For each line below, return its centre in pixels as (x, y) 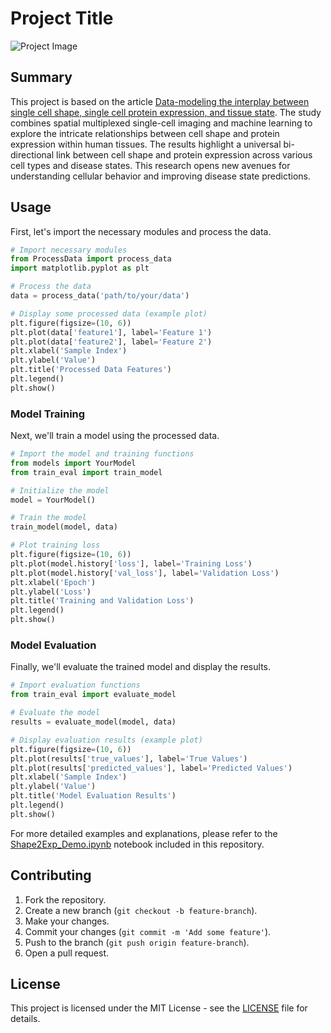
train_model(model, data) (64, 527)
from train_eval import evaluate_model (93, 695)
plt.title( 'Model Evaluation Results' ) (93, 796)
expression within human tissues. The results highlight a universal (146, 144)
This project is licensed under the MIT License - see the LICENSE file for (159, 1008)
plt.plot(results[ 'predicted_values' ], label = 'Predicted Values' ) (151, 768)
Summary (41, 77)
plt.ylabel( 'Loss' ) (51, 592)
